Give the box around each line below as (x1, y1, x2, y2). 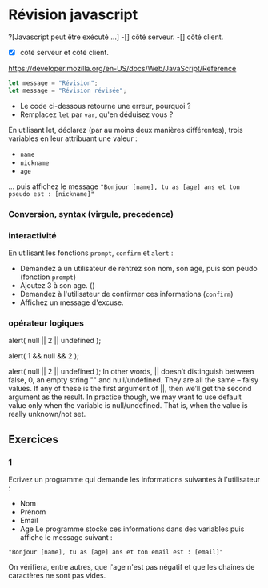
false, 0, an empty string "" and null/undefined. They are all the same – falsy (8, 375, 258, 385)
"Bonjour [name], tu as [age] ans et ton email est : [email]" (8, 548, 224, 556)
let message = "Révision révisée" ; (8, 86, 127, 94)
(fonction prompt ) (19, 272, 76, 282)
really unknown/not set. (8, 410, 86, 419)
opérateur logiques (8, 318, 84, 329)
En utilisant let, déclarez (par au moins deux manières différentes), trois (8, 125, 243, 134)
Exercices (8, 432, 58, 446)
